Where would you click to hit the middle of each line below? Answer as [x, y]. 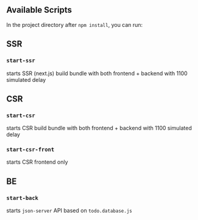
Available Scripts [39, 10]
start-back [22, 198]
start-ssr [21, 61]
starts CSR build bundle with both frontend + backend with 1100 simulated [99, 128]
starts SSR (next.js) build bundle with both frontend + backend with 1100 [97, 73]
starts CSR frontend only [37, 162]
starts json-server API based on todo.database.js [69, 211]
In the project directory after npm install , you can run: [75, 24]
